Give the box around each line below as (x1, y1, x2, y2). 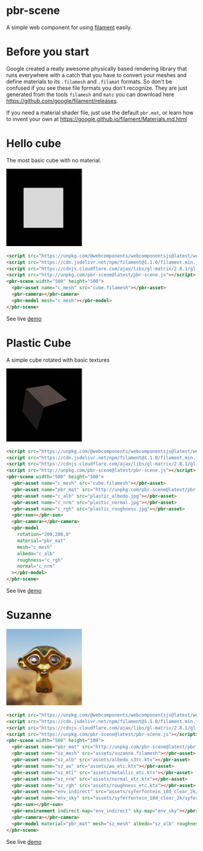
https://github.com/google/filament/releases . (6, 97, 118, 104)
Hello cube (6, 137, 62, 150)
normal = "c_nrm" (17, 563, 56, 570)
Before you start (6, 45, 89, 59)
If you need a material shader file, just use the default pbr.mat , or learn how (6, 108, 194, 116)
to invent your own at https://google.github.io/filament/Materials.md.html (6, 115, 187, 122)
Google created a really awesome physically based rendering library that (6, 65, 187, 72)
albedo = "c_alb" (17, 550, 56, 556)
